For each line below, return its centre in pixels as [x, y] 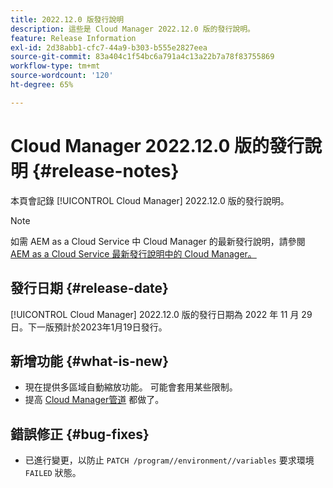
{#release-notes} [105, 170]
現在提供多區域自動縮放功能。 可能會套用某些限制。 [131, 387]
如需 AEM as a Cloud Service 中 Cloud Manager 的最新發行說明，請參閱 [158, 241]
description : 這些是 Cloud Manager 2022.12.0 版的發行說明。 [132, 29]
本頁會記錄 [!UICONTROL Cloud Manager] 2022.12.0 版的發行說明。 [150, 200]
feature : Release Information [73, 38]
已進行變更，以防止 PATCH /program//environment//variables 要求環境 [169, 460]
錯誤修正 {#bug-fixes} [80, 434]
